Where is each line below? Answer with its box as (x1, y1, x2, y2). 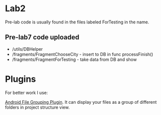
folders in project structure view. (5, 104, 70, 110)
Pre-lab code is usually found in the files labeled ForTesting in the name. (5, 19, 149, 25)
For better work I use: (5, 90, 48, 96)
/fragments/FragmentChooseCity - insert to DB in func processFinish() (12, 51, 154, 57)
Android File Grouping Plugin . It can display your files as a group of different (5, 99, 157, 105)
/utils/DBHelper (12, 46, 43, 52)
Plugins (5, 74, 36, 84)
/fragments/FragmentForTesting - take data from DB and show (12, 57, 137, 62)
